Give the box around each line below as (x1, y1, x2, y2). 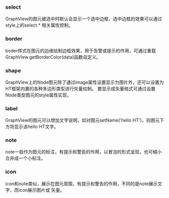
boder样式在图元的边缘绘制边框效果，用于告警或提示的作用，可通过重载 (5, 47, 156, 54)
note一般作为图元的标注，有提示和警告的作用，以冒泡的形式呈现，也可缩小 (5, 149, 162, 155)
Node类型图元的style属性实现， (5, 92, 72, 98)
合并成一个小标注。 (5, 155, 46, 161)
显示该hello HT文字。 (14, 123, 59, 130)
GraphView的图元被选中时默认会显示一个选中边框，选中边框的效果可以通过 (5, 16, 162, 22)
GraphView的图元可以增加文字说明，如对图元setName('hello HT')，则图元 (5, 117, 160, 123)
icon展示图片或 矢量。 (18, 187, 65, 193)
